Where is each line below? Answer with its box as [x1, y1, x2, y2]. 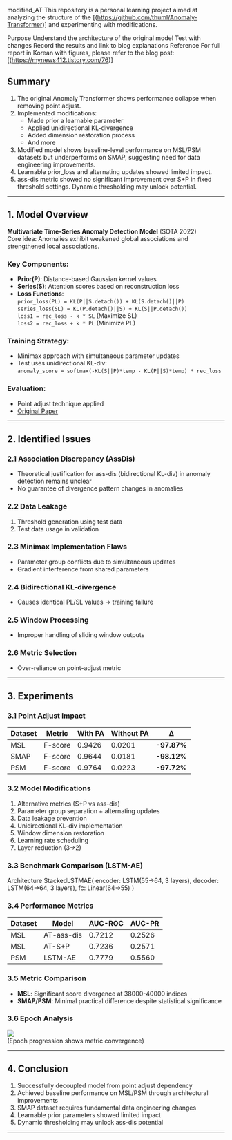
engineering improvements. [17, 160, 96, 169]
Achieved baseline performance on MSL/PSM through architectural [17, 1088, 209, 1097]
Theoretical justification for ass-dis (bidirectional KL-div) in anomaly [17, 470, 211, 478]
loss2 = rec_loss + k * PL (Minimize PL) [17, 319, 136, 327]
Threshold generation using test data [17, 517, 123, 526]
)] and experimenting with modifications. [42, 21, 157, 28]
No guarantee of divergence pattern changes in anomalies [17, 484, 184, 493]
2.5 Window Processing [7, 615, 89, 625]
